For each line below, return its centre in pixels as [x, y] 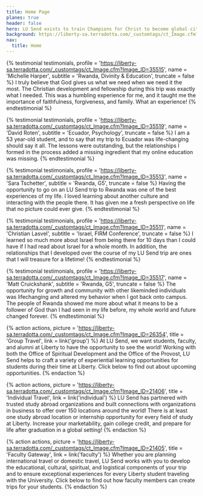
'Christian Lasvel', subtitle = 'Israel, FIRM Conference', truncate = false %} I [100, 233]
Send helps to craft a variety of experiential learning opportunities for [92, 360]
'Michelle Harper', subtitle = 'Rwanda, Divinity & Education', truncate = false [100, 76]
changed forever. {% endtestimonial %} [55, 316]
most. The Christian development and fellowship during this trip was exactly [101, 89]
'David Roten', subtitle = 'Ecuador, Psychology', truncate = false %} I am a [98, 132]
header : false [24, 23]
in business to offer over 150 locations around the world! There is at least [97, 411]
